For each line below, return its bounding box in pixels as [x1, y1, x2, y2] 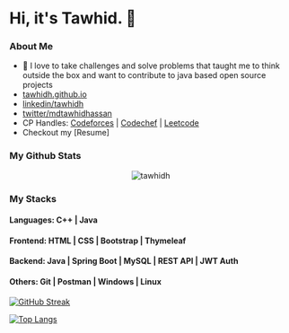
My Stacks [9, 192, 57, 205]
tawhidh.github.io [22, 89, 87, 100]
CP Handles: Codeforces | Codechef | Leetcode [22, 118, 199, 128]
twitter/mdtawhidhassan [22, 108, 112, 119]
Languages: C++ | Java [9, 215, 99, 225]
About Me [9, 40, 54, 53]
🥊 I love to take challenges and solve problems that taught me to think [22, 60, 281, 71]
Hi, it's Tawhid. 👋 [9, 8, 136, 29]
